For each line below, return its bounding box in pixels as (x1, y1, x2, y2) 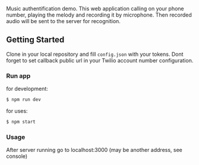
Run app (6, 71, 31, 80)
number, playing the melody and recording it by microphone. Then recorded (6, 11, 192, 18)
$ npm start (6, 119, 36, 125)
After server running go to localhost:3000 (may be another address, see (6, 147, 183, 154)
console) (6, 153, 28, 160)
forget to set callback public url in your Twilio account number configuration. (6, 56, 194, 64)
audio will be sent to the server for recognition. (6, 18, 121, 24)
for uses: (6, 107, 28, 115)
